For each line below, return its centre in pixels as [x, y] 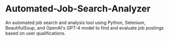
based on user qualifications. [35, 33]
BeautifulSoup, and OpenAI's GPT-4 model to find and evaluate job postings [85, 27]
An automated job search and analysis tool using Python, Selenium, [75, 22]
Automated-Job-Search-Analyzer [78, 9]
